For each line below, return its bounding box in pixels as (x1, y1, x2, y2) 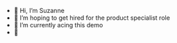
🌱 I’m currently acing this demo (13, 21, 103, 29)
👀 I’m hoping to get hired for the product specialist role (13, 14, 170, 22)
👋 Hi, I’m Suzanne (13, 7, 65, 14)
